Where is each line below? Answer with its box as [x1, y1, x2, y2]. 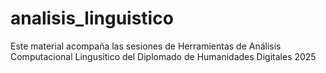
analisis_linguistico [10, 7, 174, 30]
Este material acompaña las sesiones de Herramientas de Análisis [10, 40, 282, 52]
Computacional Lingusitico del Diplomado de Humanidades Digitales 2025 [10, 50, 317, 62]
